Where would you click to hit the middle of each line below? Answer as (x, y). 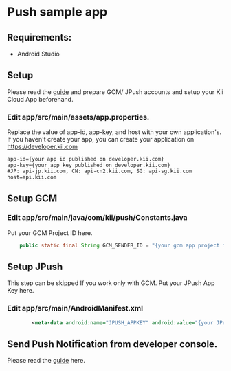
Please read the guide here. (46, 361)
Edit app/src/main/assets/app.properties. (78, 117)
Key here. (21, 291)
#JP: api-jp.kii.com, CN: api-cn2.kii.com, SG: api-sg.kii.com (100, 171)
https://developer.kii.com (42, 147)
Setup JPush (35, 267)
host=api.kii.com (32, 177)
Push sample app (57, 12)
